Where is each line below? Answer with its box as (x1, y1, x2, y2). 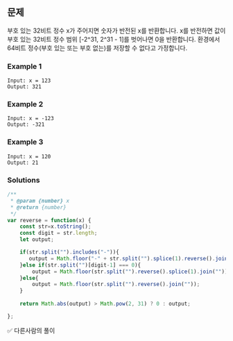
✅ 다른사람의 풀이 (7, 326, 55, 335)
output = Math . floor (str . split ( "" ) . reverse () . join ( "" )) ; (32, 281, 200, 288)
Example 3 (7, 138, 44, 147)
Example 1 (7, 61, 42, 71)
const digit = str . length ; (19, 230, 98, 237)
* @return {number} (10, 203, 67, 210)
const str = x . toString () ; (19, 223, 92, 231)
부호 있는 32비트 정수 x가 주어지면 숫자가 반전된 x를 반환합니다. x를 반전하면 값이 (7, 26, 226, 35)
